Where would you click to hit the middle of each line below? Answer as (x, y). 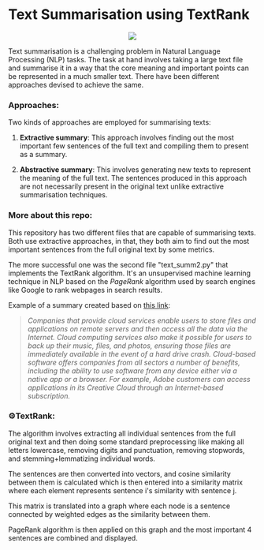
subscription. (49, 395)
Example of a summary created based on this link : (89, 305)
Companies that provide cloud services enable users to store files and (141, 320)
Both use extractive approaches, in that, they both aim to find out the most (129, 241)
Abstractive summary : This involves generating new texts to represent (135, 170)
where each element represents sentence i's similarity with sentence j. (123, 490)
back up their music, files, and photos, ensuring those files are (129, 346)
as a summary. (43, 155)
